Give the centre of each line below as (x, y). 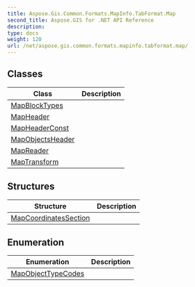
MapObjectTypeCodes (48, 274)
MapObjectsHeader (43, 139)
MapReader (30, 150)
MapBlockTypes (37, 105)
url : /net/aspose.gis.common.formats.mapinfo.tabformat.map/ (98, 46)
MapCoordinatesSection (50, 218)
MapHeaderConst (40, 128)
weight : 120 (24, 40)
